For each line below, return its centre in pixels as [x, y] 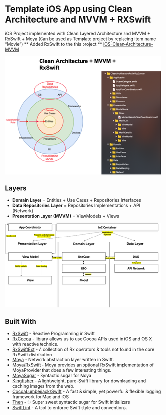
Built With [21, 322]
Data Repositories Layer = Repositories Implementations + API [76, 206]
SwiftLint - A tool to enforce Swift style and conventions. [70, 408]
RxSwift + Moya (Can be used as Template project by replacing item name [81, 39]
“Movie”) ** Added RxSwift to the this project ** [54, 44]
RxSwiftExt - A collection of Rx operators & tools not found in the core [83, 349]
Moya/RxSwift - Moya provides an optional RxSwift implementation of [83, 365]
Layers [16, 188]
